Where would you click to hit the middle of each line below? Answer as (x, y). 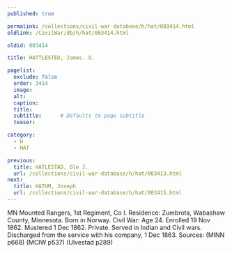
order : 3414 (31, 84)
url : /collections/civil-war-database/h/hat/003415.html (98, 193)
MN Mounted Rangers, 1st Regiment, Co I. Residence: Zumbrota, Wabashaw (116, 213)
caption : (26, 103)
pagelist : (22, 70)
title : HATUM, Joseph (45, 186)
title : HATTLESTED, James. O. (51, 58)
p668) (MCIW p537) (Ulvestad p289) (60, 242)
